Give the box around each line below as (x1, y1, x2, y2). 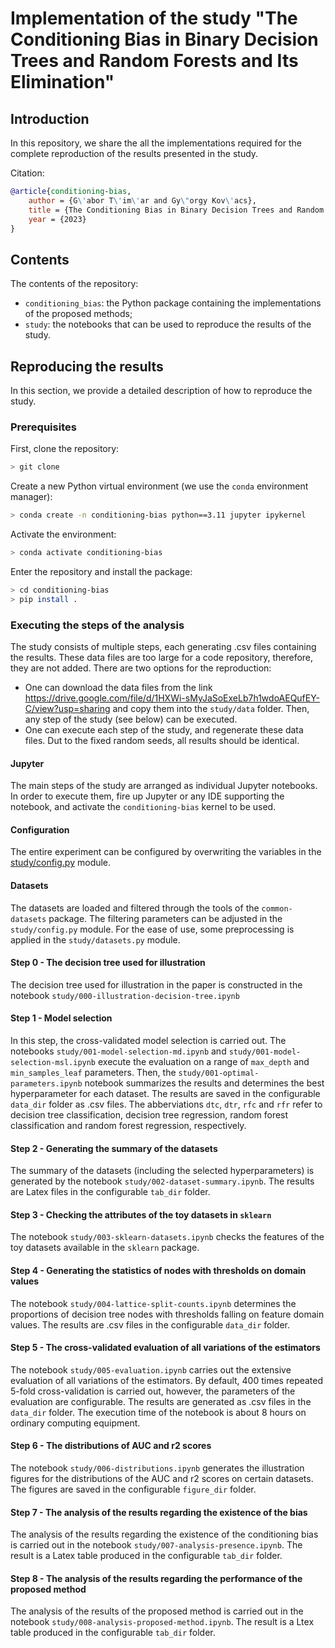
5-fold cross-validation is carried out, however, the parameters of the (10, 1385, 296, 1397)
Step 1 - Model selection (10, 1012, 113, 1024)
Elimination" (10, 71, 115, 94)
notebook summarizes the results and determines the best (84, 1077, 325, 1089)
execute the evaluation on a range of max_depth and (97, 1055, 310, 1067)
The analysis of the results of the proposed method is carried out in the (10, 1605, 304, 1617)
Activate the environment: (10, 528, 117, 541)
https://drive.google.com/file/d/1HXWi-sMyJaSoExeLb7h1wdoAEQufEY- (24, 692, 321, 704)
